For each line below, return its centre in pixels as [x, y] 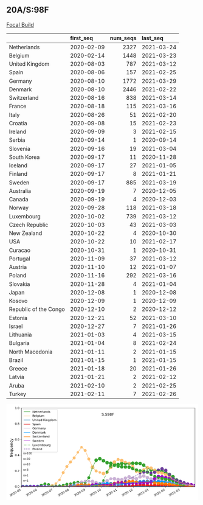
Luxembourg [25, 216]
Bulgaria [19, 343]
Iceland [18, 165]
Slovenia [19, 148]
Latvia [16, 377]
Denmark [20, 89]
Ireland [18, 132]
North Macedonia [31, 352]
